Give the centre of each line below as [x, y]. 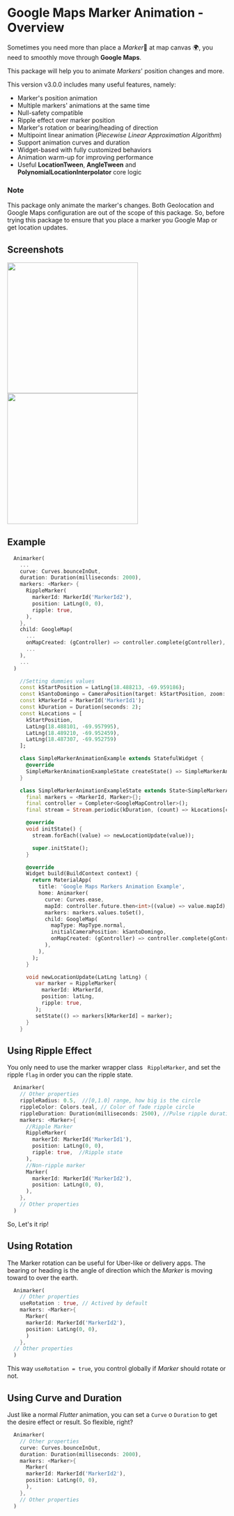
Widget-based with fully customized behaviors [84, 150]
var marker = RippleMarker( [76, 984]
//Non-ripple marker [55, 1165]
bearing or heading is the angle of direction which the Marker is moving [110, 1270]
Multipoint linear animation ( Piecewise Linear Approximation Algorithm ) [119, 135]
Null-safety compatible [50, 112]
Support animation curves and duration [73, 142]
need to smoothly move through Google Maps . [74, 57]
